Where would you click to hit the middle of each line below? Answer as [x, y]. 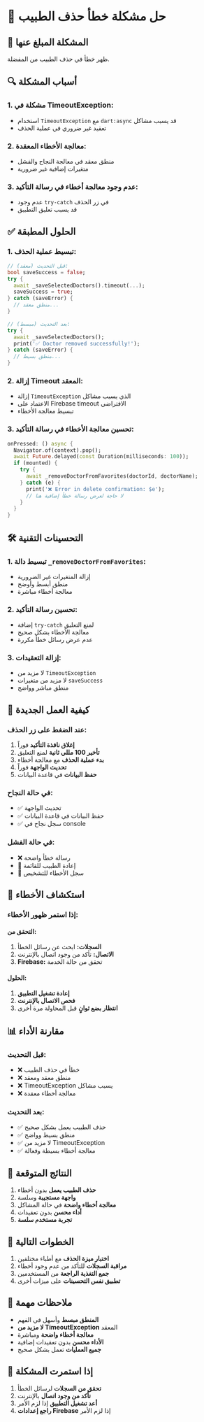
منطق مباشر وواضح [43, 688]
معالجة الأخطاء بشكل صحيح [53, 632]
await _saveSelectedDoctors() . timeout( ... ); [79, 285]
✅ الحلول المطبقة [42, 231]
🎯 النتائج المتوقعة [39, 1173]
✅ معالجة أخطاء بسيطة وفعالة [56, 1151]
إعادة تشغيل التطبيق [43, 993]
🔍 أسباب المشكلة [42, 82]
